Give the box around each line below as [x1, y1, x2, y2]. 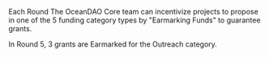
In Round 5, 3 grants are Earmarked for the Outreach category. [8, 39, 217, 49]
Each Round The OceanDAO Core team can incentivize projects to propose [8, 7, 259, 16]
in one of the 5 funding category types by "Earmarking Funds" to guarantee [8, 15, 261, 25]
